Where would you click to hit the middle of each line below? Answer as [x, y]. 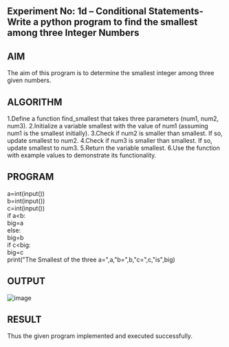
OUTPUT [26, 281]
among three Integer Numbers [73, 33]
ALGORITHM [35, 102]
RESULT [24, 320]
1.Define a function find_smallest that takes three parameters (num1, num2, [113, 119]
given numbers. [29, 80]
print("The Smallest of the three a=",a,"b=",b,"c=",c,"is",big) [91, 259]
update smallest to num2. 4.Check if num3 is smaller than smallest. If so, [110, 141]
